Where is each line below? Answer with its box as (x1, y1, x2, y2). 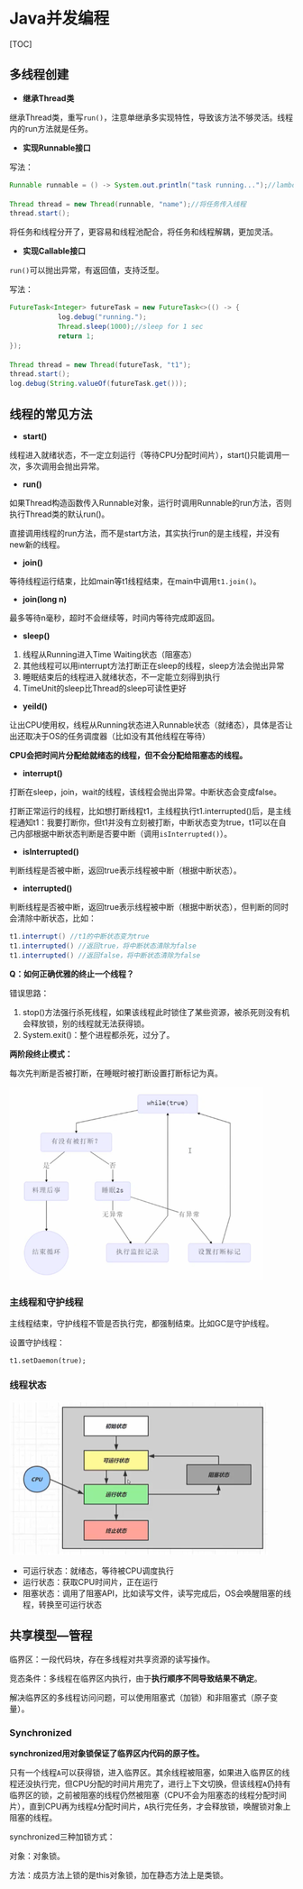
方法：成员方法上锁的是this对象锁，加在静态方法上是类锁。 (9, 1870, 228, 1881)
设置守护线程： (9, 1337, 65, 1348)
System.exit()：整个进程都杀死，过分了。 (22, 1029, 175, 1040)
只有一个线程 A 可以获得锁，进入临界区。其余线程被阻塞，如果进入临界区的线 (9, 1767, 290, 1778)
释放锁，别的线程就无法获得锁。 (30, 1018, 150, 1029)
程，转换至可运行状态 (22, 1600, 102, 1610)
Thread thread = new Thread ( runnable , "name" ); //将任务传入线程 (9, 199, 246, 208)
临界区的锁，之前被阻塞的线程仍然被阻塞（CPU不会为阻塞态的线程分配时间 (9, 1790, 287, 1801)
